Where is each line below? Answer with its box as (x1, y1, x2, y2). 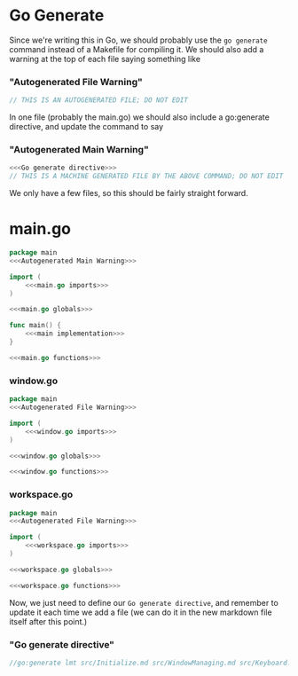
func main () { (9, 321, 62, 330)
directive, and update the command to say (9, 122, 164, 132)
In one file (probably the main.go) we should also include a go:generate (9, 112, 271, 122)
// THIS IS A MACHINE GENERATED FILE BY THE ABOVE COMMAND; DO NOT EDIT (9, 172, 284, 181)
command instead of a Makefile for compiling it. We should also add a (9, 43, 264, 54)
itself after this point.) (9, 616, 88, 626)
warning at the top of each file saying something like (9, 53, 201, 64)
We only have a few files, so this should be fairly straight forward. (9, 188, 248, 199)
